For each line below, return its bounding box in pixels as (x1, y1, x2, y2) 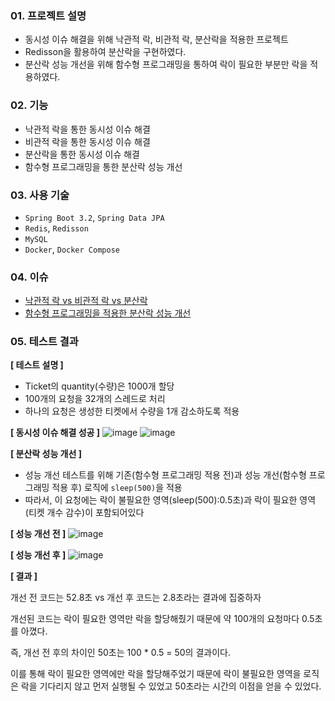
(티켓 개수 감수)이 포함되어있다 (24, 507, 145, 519)
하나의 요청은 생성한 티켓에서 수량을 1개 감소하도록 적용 (24, 405, 240, 417)
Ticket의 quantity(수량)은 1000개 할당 (24, 380, 175, 392)
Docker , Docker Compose (24, 243, 120, 255)
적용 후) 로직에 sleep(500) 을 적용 (51, 482, 183, 494)
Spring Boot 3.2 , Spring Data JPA (24, 211, 165, 223)
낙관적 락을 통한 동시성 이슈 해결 (24, 123, 151, 135)
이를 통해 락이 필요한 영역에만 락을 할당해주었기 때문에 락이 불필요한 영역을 (10, 668, 302, 680)
